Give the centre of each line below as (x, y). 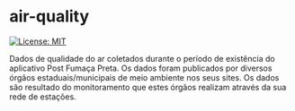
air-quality (49, 17)
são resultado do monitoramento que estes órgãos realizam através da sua (148, 87)
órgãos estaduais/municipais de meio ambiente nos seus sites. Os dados (144, 77)
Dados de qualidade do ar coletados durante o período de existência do (143, 58)
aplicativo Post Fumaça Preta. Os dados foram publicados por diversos (141, 68)
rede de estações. (43, 97)
